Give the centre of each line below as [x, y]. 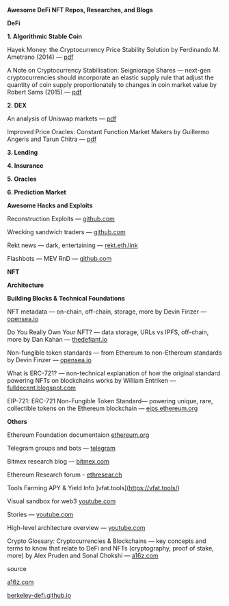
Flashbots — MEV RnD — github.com [59, 258]
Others [17, 421]
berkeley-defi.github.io [39, 595]
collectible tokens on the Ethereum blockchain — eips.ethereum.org [103, 408]
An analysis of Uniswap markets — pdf [62, 118]
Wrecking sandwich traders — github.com [66, 232]
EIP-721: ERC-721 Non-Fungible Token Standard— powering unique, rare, [110, 401]
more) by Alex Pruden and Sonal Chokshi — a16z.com [83, 555]
